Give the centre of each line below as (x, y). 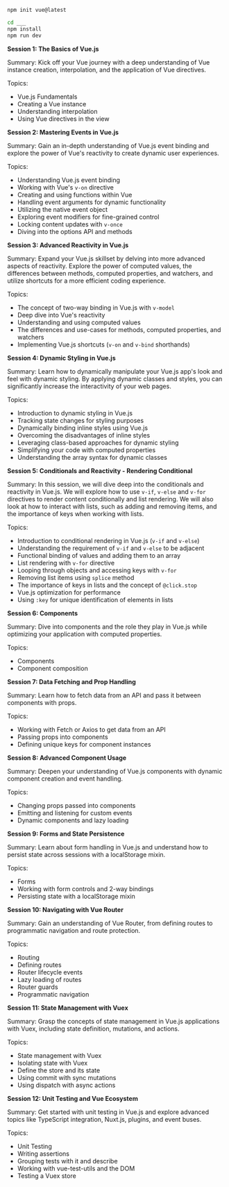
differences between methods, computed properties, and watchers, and (110, 273)
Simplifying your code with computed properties (86, 450)
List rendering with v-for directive (66, 563)
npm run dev (24, 35)
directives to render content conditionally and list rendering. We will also (110, 499)
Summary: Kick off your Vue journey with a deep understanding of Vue (109, 62)
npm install (24, 29)
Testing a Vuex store (46, 1176)
